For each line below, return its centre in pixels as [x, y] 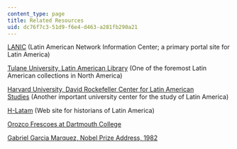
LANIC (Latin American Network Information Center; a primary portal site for [119, 47]
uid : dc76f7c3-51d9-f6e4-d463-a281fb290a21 [73, 27]
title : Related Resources [45, 20]
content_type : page [36, 14]
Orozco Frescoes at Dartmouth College [65, 124]
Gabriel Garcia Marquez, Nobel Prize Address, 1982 [83, 138]
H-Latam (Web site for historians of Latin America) [81, 111]
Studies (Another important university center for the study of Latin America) [118, 97]
